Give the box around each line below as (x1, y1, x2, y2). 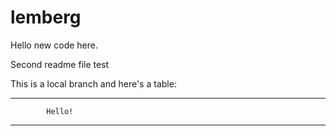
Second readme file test (10, 58, 110, 70)
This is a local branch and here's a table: (10, 77, 177, 90)
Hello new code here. (10, 39, 98, 51)
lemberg (10, 6, 82, 29)
